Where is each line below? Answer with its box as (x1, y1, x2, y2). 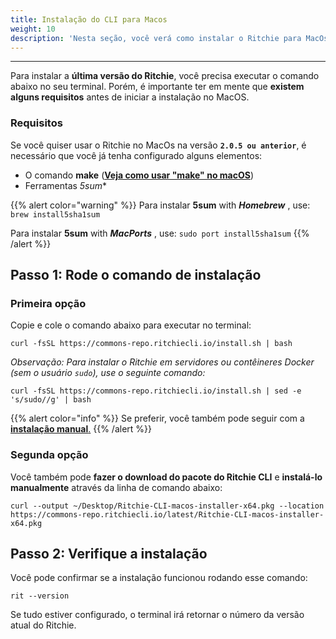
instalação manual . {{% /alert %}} (10, 423, 153, 435)
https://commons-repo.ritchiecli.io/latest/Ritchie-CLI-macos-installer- (10, 509, 325, 520)
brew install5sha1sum (10, 209, 101, 220)
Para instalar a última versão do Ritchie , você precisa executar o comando (10, 70, 320, 82)
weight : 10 (10, 24, 56, 34)
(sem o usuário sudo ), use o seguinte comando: (10, 367, 206, 379)
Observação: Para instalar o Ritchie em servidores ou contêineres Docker (10, 356, 315, 368)
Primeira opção (10, 296, 87, 310)
